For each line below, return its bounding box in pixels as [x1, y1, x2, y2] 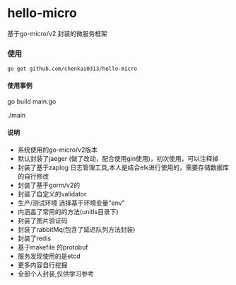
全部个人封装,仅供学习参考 [17, 269, 94, 278]
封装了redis [17, 234, 52, 242]
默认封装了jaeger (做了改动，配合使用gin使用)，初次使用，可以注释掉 [17, 154, 219, 162]
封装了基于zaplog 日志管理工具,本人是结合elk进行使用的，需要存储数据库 [17, 163, 230, 172]
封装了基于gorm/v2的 [17, 181, 80, 189]
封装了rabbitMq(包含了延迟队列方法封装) [17, 225, 136, 233]
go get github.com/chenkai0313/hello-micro [7, 65, 138, 72]
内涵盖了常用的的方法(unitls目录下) [17, 207, 119, 216]
